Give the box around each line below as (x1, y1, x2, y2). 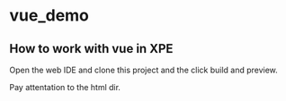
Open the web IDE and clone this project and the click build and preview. (9, 64, 279, 75)
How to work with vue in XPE (9, 41, 174, 56)
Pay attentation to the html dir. (9, 82, 121, 92)
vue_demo (9, 5, 90, 26)
